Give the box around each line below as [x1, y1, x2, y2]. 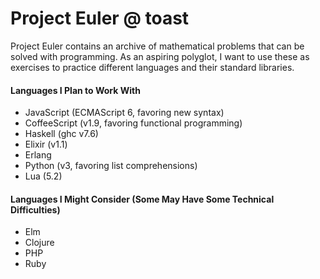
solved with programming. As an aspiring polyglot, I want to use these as [10, 50, 310, 62]
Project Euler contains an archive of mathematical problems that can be [10, 40, 305, 52]
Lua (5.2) [24, 170, 63, 182]
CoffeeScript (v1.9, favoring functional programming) [24, 117, 243, 129]
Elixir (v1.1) [24, 138, 68, 151]
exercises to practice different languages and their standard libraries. [10, 61, 295, 73]
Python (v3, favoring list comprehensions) [24, 160, 198, 172]
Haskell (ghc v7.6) [24, 128, 99, 140]
